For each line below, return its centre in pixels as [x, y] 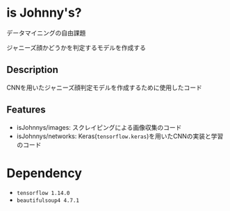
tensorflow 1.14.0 [43, 193]
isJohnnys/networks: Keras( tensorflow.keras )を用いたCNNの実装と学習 [120, 136]
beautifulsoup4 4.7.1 [48, 200]
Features [26, 110]
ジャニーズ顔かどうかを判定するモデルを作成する [76, 47]
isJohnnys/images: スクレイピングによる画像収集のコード [99, 127]
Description [32, 70]
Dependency [44, 173]
